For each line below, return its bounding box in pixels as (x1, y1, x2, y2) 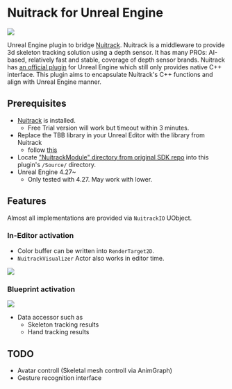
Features (7, 196, 47, 207)
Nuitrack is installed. (17, 116, 76, 124)
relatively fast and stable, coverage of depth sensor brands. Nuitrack (28, 55, 226, 64)
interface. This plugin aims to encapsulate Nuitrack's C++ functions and (7, 70, 213, 78)
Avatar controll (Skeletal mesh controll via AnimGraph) (17, 366, 172, 374)
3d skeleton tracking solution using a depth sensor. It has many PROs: (7, 48, 208, 56)
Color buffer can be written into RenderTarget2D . (17, 246, 155, 254)
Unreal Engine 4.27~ (17, 168, 76, 176)
